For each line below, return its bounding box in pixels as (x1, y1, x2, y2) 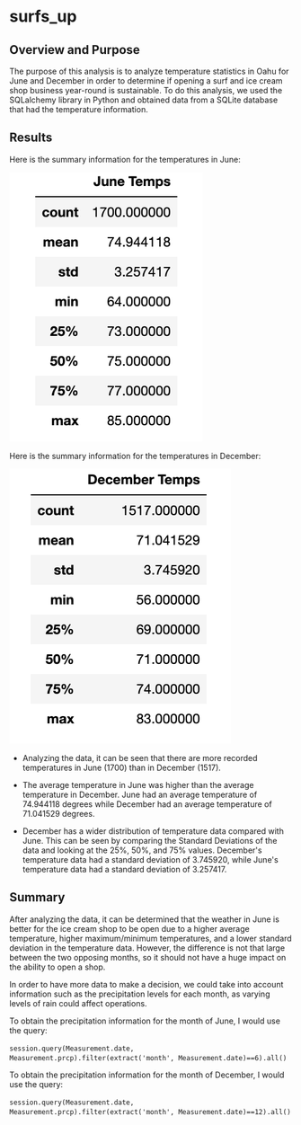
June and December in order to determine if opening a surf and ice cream (9, 75, 283, 86)
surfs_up (9, 6, 77, 27)
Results (9, 130, 53, 146)
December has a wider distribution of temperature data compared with (22, 825, 285, 837)
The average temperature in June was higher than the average (22, 779, 254, 790)
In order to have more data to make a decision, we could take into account (9, 979, 284, 989)
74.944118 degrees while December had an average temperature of (22, 798, 272, 810)
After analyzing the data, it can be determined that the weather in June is (9, 914, 280, 925)
